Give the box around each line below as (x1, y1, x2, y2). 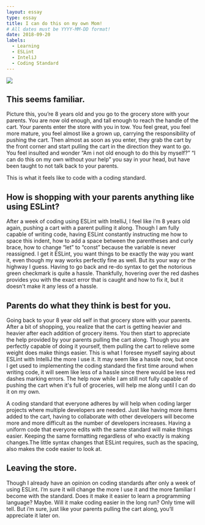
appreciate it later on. (6, 512, 60, 519)
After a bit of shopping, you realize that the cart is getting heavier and (6, 323, 182, 330)
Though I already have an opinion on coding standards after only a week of (6, 479, 196, 486)
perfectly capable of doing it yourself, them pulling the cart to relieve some (6, 342, 195, 350)
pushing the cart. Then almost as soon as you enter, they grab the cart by (6, 136, 192, 144)
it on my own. (6, 387, 41, 395)
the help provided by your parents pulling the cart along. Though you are (6, 336, 190, 343)
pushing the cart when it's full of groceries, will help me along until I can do (6, 381, 196, 389)
